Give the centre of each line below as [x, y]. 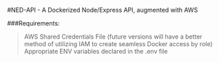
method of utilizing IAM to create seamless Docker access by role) [118, 44]
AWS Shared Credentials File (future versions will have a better [113, 37]
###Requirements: [33, 23]
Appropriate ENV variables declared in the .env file [96, 51]
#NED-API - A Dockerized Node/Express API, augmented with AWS [103, 10]
